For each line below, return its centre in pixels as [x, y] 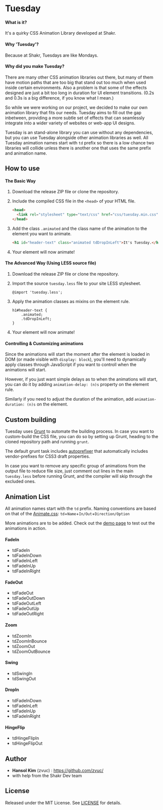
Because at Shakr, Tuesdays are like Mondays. [52, 55]
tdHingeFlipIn [26, 738]
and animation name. [26, 153]
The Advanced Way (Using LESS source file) [51, 263]
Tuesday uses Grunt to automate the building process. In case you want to [80, 431]
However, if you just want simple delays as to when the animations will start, [81, 379]
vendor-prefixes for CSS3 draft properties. [48, 456]
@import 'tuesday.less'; [37, 293]
